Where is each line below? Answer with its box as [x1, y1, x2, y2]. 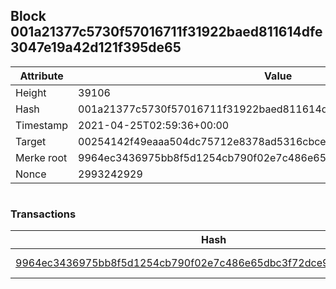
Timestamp [15, 118, 69, 132]
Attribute [19, 69, 64, 83]
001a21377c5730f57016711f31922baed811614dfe [10, 24, 323, 41]
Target [15, 134, 47, 148]
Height [15, 85, 47, 99]
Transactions [10, 207, 77, 221]
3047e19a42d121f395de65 [10, 39, 182, 56]
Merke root [15, 150, 68, 164]
